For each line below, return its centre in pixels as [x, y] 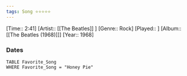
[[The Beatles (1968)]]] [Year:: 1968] [50, 34]
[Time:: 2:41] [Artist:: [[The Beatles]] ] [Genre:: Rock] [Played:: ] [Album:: [94, 28]
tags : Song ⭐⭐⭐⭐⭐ [29, 11]
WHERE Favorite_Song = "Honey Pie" [50, 67]
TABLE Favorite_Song [32, 62]
